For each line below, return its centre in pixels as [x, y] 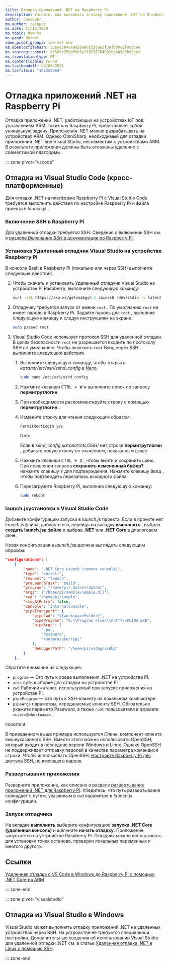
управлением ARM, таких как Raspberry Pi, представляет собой [74, 125]
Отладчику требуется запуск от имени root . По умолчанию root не [85, 307]
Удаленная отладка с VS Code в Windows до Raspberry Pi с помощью [80, 874]
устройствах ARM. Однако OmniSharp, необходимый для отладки [76, 136]
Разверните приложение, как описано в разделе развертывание [75, 785]
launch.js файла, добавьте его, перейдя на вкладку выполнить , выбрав [83, 525]
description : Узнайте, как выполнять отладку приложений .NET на [75, 15]
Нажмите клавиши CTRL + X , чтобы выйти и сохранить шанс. [87, 460]
